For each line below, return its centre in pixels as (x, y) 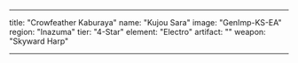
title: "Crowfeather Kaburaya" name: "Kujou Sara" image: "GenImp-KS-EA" (145, 22)
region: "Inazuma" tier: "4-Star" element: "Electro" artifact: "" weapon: (137, 32)
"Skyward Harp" (39, 41)
